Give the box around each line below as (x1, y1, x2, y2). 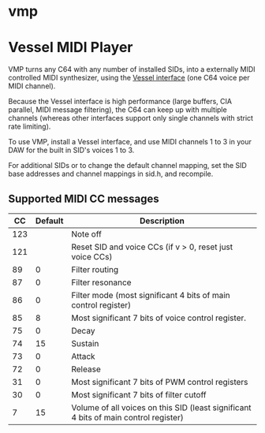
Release (70, 364, 101, 375)
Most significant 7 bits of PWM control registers (70, 376, 248, 387)
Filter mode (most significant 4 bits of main (70, 289, 230, 300)
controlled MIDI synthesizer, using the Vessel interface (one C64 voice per (8, 73, 250, 83)
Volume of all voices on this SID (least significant (70, 401, 252, 412)
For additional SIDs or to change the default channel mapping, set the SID (8, 161, 247, 170)
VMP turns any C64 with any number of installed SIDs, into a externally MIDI (8, 65, 256, 74)
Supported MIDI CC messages (8, 192, 159, 205)
